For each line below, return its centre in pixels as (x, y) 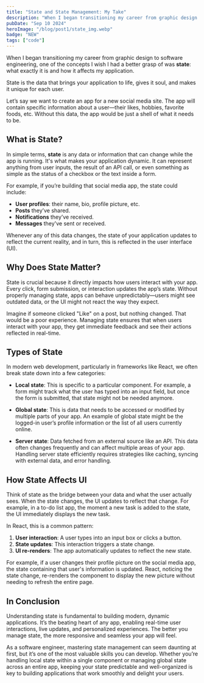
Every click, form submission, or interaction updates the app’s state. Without (102, 288)
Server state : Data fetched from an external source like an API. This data (106, 441)
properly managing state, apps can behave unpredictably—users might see (101, 295)
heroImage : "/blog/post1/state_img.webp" (60, 29)
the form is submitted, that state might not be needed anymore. (95, 398)
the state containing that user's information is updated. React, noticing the (99, 569)
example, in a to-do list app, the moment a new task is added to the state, (98, 508)
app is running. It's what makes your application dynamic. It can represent (99, 161)
